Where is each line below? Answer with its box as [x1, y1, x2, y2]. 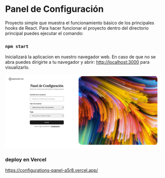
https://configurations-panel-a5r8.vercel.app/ [5, 167, 98, 174]
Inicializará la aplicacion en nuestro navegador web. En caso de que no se [5, 54, 156, 60]
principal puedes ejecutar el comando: [5, 30, 83, 36]
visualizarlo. [5, 64, 30, 70]
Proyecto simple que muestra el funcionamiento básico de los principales [5, 20, 155, 26]
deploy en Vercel [5, 156, 47, 163]
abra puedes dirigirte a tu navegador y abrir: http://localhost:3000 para [5, 59, 150, 65]
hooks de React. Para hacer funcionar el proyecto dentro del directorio [5, 25, 149, 31]
